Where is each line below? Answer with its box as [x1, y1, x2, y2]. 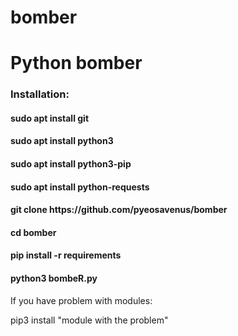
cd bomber [10, 226, 57, 238]
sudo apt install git [10, 112, 90, 124]
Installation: [10, 87, 70, 101]
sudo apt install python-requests [10, 181, 150, 193]
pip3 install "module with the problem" [10, 314, 169, 326]
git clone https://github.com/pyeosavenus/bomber [10, 204, 228, 216]
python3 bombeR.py [10, 272, 98, 285]
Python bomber [10, 52, 143, 75]
